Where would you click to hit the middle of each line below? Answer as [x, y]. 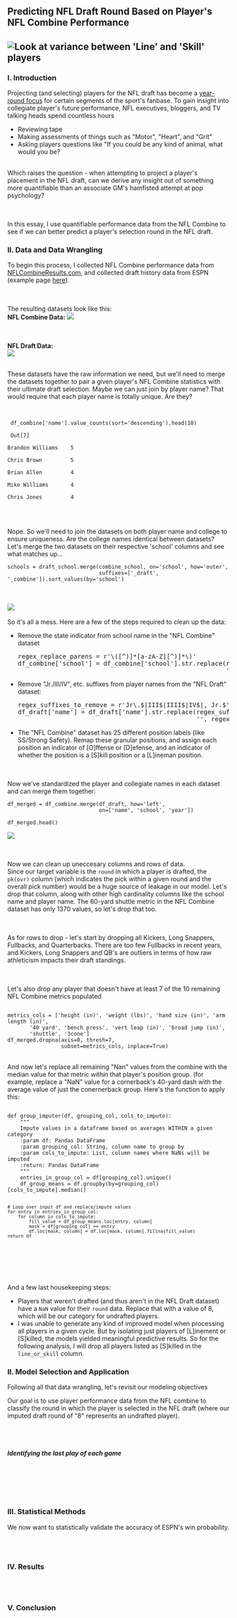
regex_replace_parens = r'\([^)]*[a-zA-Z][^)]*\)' [107, 657]
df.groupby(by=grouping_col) [116, 1184]
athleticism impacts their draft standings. [67, 960]
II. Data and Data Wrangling [55, 250]
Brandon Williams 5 [41, 448]
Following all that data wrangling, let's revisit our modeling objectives [108, 1387]
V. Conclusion [32, 1607]
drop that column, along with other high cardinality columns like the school [116, 894]
